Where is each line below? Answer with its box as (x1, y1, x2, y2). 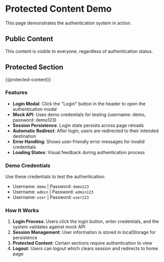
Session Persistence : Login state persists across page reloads (12, 122, 144, 128)
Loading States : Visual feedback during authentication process (12, 149, 145, 155)
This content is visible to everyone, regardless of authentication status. (5, 48, 153, 54)
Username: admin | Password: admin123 (12, 189, 94, 195)
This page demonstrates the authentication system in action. (5, 20, 132, 26)
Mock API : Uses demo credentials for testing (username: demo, (12, 111, 146, 118)
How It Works (5, 207, 39, 214)
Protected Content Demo (5, 3, 112, 15)
